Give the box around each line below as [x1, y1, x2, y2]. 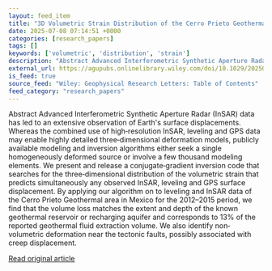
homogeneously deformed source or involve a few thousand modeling [8, 152, 243, 162]
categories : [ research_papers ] [8, 34, 114, 43]
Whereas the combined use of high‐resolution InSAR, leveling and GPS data [8, 126, 261, 136]
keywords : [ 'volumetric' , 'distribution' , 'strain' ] [8, 49, 190, 57]
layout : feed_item [8, 11, 70, 20]
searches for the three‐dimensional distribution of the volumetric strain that [8, 169, 259, 179]
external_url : [8, 65, 57, 73]
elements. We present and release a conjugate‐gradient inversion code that [8, 161, 260, 171]
